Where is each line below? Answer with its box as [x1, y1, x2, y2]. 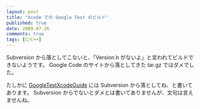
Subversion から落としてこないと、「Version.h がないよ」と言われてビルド [6, 54, 189, 60]
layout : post [6, 8, 39, 15]
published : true [6, 20, 47, 26]
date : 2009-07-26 [6, 25, 50, 32]
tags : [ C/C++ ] [6, 37, 42, 43]
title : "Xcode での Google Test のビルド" [6, 14, 109, 20]
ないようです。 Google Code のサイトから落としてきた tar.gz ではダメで [11, 61, 189, 68]
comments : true [6, 31, 44, 37]
